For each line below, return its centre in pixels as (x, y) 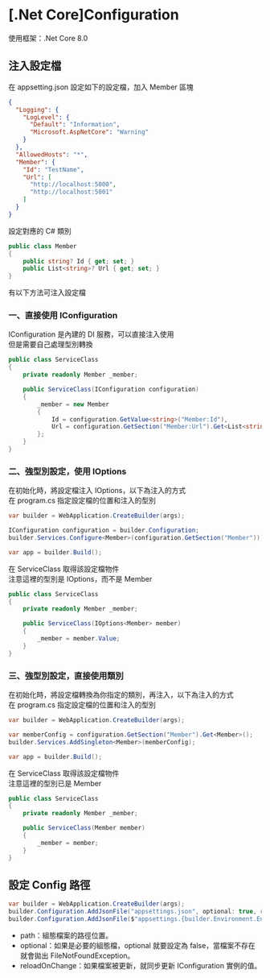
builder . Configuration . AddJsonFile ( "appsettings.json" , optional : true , (133, 912)
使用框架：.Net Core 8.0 (48, 38)
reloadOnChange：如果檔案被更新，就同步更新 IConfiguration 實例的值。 (141, 965)
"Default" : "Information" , (75, 125)
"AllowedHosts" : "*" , (52, 155)
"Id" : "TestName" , (53, 170)
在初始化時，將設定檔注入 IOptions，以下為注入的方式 (97, 491)
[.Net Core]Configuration (94, 15)
